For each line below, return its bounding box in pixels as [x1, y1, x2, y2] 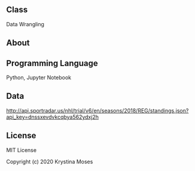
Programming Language [6, 58, 99, 68]
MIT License [6, 146, 37, 154]
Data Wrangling [6, 20, 45, 27]
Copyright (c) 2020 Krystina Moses [6, 158, 93, 165]
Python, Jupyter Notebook [6, 74, 72, 81]
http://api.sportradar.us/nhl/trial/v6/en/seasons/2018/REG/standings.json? [6, 107, 189, 114]
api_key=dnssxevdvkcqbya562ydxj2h [6, 113, 99, 120]
